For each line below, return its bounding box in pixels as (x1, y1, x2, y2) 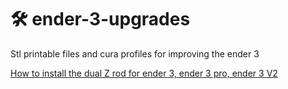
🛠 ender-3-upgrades (10, 8, 191, 31)
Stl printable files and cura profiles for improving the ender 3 (10, 47, 260, 60)
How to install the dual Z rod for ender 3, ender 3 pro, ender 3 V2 (10, 67, 278, 79)
